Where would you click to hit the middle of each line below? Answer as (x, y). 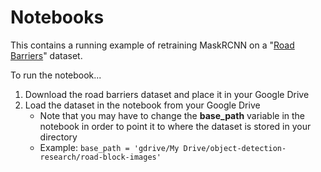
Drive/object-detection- (235, 148)
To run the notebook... (56, 75)
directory (58, 137)
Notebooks (57, 17)
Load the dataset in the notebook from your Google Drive (142, 105)
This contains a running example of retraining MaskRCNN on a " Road (152, 45)
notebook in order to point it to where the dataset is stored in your (175, 126)
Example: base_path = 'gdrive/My (109, 147)
